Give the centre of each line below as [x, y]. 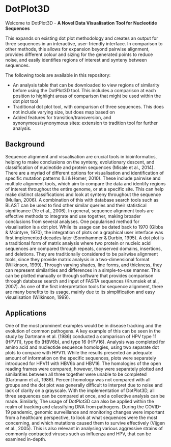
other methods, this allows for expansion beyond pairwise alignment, [78, 49]
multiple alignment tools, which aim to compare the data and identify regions [85, 183]
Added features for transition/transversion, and [62, 117]
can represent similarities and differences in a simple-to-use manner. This [83, 270]
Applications [26, 313]
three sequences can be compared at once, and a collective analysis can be [85, 396]
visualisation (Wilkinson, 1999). [38, 297]
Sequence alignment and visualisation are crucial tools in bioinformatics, [81, 156]
